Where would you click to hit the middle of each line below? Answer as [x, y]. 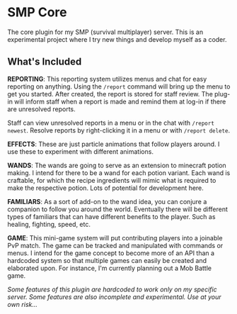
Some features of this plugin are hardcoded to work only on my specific [112, 289]
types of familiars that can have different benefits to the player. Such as [111, 216]
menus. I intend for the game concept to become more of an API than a [111, 253]
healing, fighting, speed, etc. [49, 224]
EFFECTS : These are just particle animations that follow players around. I [114, 144]
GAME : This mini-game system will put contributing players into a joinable [115, 237]
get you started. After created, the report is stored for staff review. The [110, 94]
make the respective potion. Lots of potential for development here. [105, 188]
